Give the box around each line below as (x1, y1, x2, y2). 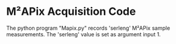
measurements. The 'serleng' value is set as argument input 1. (6, 30, 161, 37)
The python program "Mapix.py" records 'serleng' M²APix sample (6, 24, 171, 32)
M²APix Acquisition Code (6, 5, 136, 18)
